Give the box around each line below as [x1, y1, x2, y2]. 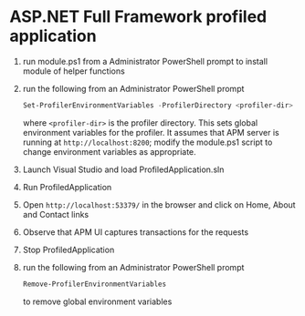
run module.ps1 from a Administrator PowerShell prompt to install [22, 56, 268, 66]
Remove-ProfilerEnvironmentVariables [22, 280, 167, 289]
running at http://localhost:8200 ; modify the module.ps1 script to [22, 137, 273, 148]
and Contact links [22, 209, 89, 219]
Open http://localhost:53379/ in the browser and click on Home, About [22, 199, 296, 210]
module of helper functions [22, 66, 125, 76]
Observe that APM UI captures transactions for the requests [22, 226, 249, 238]
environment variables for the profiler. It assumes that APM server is [22, 127, 280, 138]
